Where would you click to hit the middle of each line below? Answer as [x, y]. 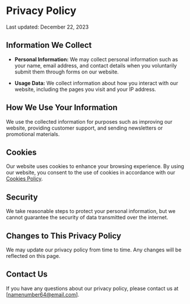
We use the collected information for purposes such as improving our [89, 121]
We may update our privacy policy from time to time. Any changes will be [94, 250]
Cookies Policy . [24, 179]
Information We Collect [49, 45]
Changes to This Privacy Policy [64, 235]
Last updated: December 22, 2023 [47, 27]
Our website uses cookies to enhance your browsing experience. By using [95, 166]
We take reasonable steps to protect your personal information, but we [91, 211]
